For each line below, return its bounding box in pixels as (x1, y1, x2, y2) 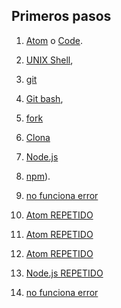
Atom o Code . (25, 34, 83, 46)
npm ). (25, 170, 51, 182)
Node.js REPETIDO (25, 267, 104, 279)
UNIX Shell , (25, 54, 74, 66)
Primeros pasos (11, 8, 112, 25)
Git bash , (25, 92, 64, 104)
